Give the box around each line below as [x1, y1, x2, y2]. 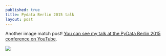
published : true [5, 7, 40, 13]
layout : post [5, 17, 33, 22]
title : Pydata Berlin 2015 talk [5, 12, 74, 17]
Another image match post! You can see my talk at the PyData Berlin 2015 [5, 31, 161, 37]
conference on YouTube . [5, 36, 57, 42]
